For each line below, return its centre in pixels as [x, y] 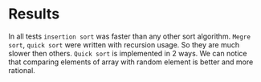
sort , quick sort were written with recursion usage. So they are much [124, 44]
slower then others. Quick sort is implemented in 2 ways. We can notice [128, 53]
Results [34, 14]
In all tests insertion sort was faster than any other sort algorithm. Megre [130, 36]
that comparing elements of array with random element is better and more [131, 62]
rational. [22, 70]
